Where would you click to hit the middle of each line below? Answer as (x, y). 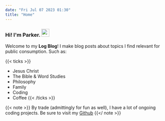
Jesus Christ (26, 71)
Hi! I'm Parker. (23, 35)
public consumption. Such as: (36, 51)
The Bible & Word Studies (39, 76)
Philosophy (24, 82)
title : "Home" (20, 15)
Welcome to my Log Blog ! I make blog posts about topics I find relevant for (82, 46)
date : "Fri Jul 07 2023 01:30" (38, 10)
